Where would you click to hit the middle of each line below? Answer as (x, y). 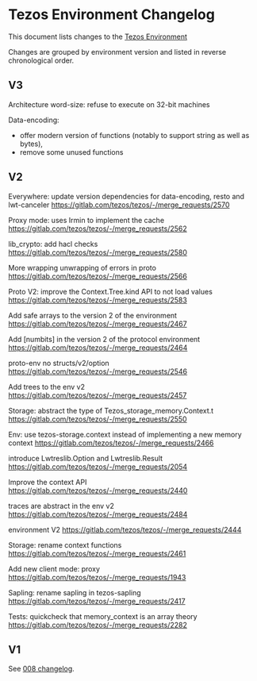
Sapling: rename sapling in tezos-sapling (75, 592)
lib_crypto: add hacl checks (53, 244)
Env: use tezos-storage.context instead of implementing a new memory (125, 434)
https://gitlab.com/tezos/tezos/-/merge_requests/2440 (98, 491)
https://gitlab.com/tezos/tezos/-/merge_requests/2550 (98, 419)
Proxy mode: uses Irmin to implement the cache (86, 220)
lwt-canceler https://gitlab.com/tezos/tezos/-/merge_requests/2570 (119, 205)
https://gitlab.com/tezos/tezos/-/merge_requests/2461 (97, 553)
